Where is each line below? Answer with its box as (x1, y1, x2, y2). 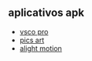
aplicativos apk (8, 6, 85, 20)
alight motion (19, 43, 63, 53)
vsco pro (19, 27, 49, 36)
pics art (19, 35, 45, 45)
